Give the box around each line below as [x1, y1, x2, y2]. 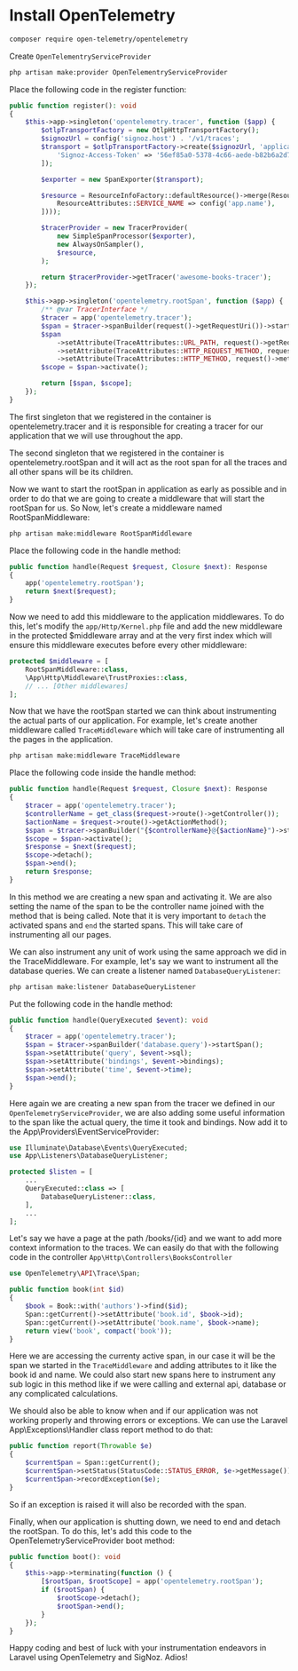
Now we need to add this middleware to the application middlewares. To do [9, 612, 285, 622]
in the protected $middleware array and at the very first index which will [9, 630, 272, 641]
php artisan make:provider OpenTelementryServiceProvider [9, 67, 228, 76]
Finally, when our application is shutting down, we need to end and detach [9, 1516, 281, 1527]
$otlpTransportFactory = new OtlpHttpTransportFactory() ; [41, 126, 260, 135]
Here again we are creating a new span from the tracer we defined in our [9, 1097, 276, 1108]
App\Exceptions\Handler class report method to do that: [9, 1424, 214, 1435]
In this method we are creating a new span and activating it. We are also [9, 891, 272, 902]
